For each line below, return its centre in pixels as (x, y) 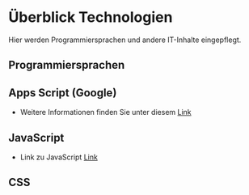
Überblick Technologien (91, 17)
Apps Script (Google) (63, 93)
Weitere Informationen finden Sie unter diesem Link (106, 112)
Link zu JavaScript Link (59, 157)
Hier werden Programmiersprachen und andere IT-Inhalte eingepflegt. (125, 40)
